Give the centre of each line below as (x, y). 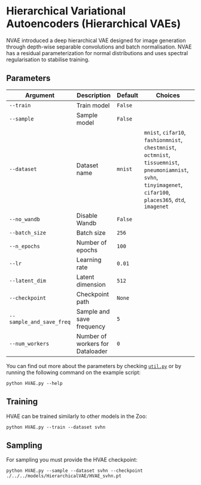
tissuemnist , (162, 162)
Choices (168, 95)
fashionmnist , (163, 140)
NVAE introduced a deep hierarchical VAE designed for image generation (96, 40)
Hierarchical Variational (66, 11)
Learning (89, 260)
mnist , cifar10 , (165, 132)
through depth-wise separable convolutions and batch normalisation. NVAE (99, 47)
